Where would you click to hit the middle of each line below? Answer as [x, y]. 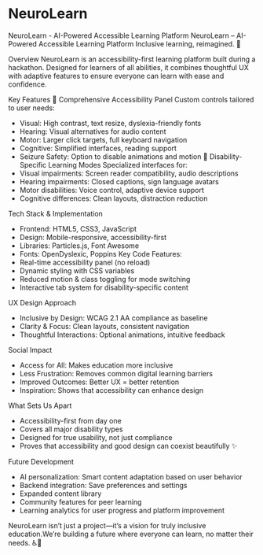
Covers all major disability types [71, 429]
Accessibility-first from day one [70, 420]
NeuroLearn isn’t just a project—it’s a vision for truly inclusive [107, 525]
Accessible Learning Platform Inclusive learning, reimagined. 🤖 [140, 43]
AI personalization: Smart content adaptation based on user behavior [131, 476]
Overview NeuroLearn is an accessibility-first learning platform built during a [132, 59]
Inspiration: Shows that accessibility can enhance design [111, 390]
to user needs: [31, 108]
